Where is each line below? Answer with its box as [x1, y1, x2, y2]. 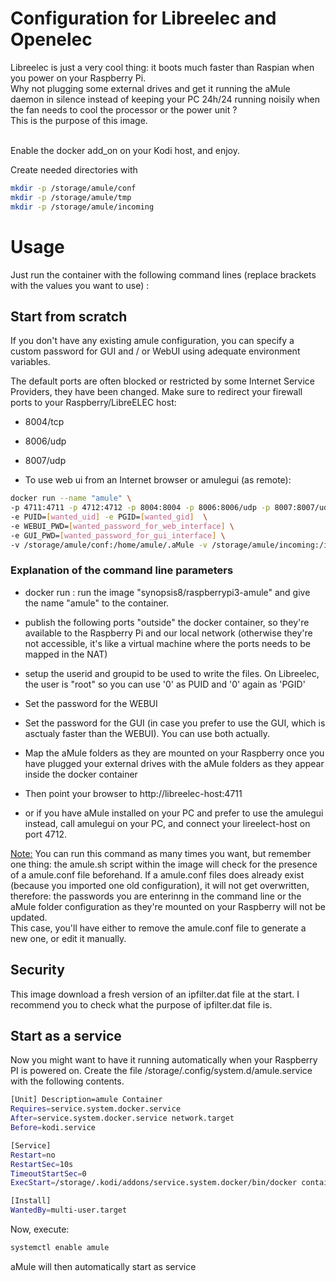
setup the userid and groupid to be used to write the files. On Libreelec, [24, 667, 320, 679]
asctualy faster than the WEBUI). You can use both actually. [24, 727, 271, 739]
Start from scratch [10, 308, 128, 325]
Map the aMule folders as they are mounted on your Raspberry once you [24, 747, 325, 759]
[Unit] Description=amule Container [10, 1095, 163, 1105]
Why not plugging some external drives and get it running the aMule [10, 82, 291, 94]
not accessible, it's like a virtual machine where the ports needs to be [24, 637, 311, 649]
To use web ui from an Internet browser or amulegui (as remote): [24, 474, 292, 486]
